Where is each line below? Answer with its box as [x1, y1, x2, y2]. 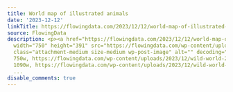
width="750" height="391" [13, 42, 89, 49]
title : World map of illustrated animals [7, 10, 129, 17]
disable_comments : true [7, 74, 76, 82]
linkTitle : [7, 23, 39, 30]
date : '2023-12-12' [7, 17, 64, 24]
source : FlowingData [7, 29, 67, 37]
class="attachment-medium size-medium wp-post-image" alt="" [13, 49, 194, 56]
